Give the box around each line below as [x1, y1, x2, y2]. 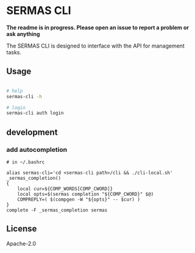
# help [6, 88, 23, 94]
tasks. [6, 48, 22, 55]
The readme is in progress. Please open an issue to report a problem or [6, 24, 189, 31]
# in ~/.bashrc [6, 159, 45, 165]
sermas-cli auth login [6, 110, 64, 116]
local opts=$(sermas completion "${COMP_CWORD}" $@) [17, 191, 154, 197]
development [6, 127, 58, 137]
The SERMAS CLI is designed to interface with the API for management [6, 42, 185, 49]
